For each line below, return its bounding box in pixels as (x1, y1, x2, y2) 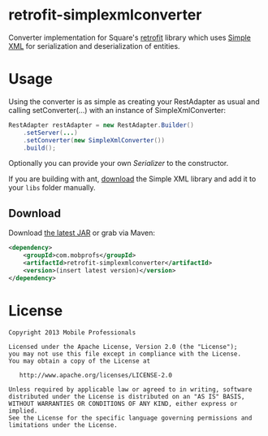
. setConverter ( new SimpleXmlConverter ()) (23, 136, 165, 144)
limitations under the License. (8, 421, 118, 429)
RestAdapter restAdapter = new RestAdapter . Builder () (8, 120, 195, 129)
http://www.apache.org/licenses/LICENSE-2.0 (19, 371, 173, 379)
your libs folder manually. (8, 183, 96, 193)
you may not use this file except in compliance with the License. (8, 350, 242, 358)
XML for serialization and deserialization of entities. (8, 41, 180, 50)
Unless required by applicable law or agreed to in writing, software (8, 385, 253, 394)
